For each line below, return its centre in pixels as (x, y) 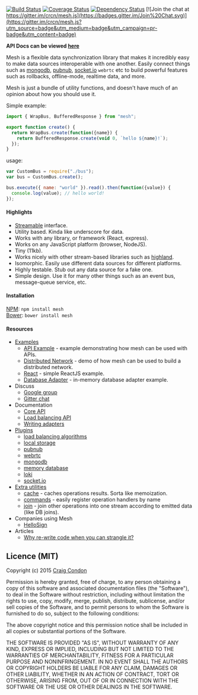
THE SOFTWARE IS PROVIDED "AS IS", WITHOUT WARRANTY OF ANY (92, 643)
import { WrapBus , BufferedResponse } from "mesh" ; (71, 116)
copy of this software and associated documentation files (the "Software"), (98, 588)
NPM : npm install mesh (35, 309)
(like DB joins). (41, 512)
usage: (15, 161)
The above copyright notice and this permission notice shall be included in (97, 625)
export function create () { (41, 127)
